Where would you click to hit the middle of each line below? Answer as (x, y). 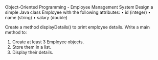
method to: (16, 32)
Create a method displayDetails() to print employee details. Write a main (78, 27)
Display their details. (33, 52)
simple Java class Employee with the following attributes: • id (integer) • (78, 12)
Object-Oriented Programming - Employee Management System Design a (79, 7)
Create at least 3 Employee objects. (48, 42)
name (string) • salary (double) (36, 17)
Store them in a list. (32, 47)
